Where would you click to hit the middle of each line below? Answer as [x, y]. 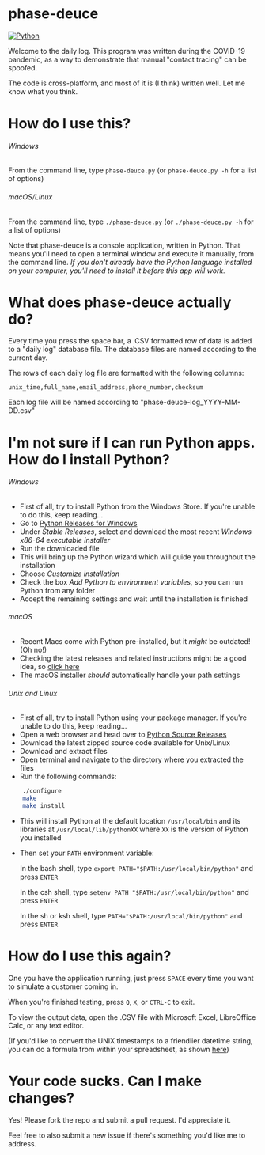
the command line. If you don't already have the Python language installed [130, 262]
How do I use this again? [90, 956]
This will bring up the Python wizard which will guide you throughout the [137, 557]
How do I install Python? [89, 459]
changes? [42, 1098]
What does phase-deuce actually [120, 302]
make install [44, 806]
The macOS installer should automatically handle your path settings [130, 675]
